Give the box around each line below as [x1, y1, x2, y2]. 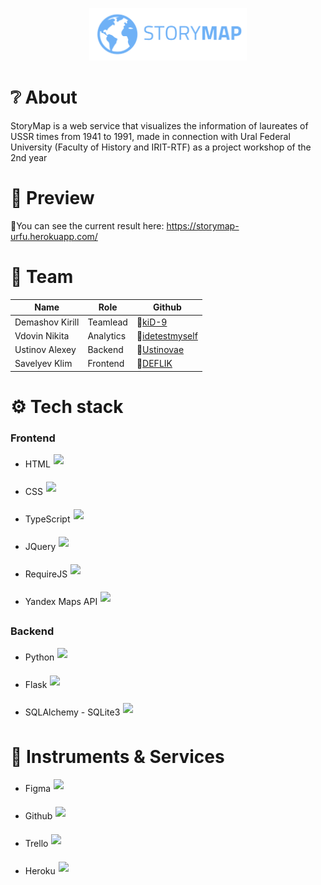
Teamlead [87, 316, 128, 328]
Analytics [87, 329, 127, 342]
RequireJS [24, 568, 68, 580]
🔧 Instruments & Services [10, 745, 225, 768]
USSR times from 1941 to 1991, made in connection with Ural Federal [10, 131, 291, 143]
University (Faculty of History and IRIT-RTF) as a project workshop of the [10, 141, 312, 153]
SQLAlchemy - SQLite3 [24, 706, 121, 718]
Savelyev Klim [14, 358, 73, 370]
